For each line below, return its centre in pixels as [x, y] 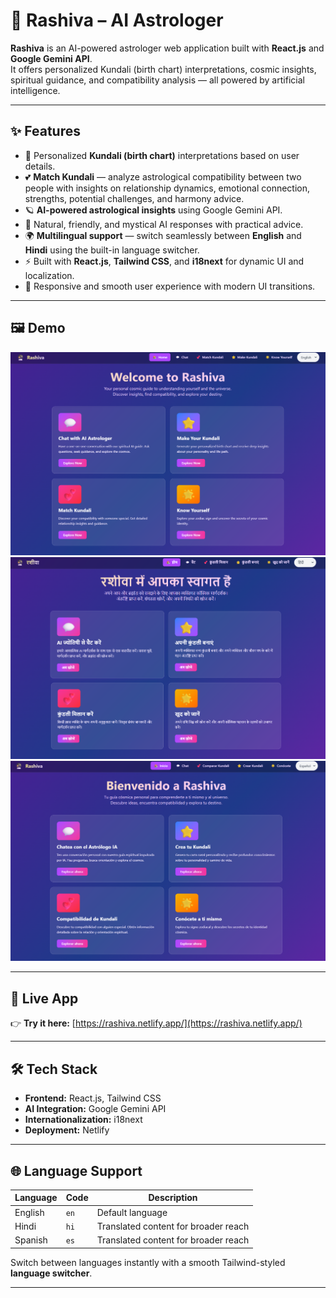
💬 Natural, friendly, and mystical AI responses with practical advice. [164, 224]
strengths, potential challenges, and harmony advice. [134, 198]
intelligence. [35, 90]
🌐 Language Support [76, 1170]
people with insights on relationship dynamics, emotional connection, [167, 188]
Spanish [31, 1240]
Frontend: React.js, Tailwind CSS [93, 1098]
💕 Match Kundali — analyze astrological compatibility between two [163, 176]
